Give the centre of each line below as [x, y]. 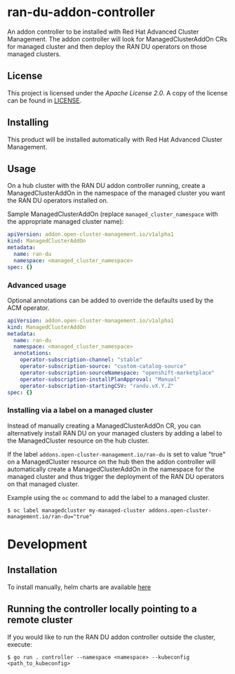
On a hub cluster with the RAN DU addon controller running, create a [106, 186]
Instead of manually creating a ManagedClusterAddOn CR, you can [104, 426]
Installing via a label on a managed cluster [80, 410]
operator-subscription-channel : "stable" [81, 360]
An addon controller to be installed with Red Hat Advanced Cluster [103, 32]
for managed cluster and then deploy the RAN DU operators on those [107, 46]
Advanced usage [37, 285]
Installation [32, 570]
